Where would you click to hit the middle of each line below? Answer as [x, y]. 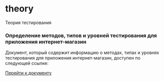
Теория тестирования [28, 22]
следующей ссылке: [27, 63]
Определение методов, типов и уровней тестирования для [81, 35]
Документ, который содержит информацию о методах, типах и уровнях [82, 52]
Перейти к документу [28, 73]
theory [19, 9]
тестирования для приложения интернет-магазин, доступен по [73, 58]
